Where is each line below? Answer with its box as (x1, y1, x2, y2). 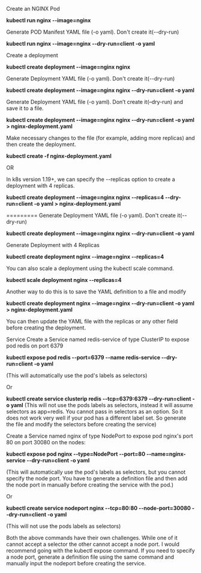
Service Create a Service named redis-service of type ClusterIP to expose (6, 336, 190, 343)
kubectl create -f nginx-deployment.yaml (6, 153, 112, 159)
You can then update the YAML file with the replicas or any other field (6, 318, 178, 325)
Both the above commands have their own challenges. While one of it (6, 535, 178, 541)
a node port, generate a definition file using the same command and (6, 553, 175, 560)
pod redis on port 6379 (6, 342, 64, 349)
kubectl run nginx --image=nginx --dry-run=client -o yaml (6, 40, 155, 47)
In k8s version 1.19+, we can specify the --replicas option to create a (6, 176, 175, 183)
